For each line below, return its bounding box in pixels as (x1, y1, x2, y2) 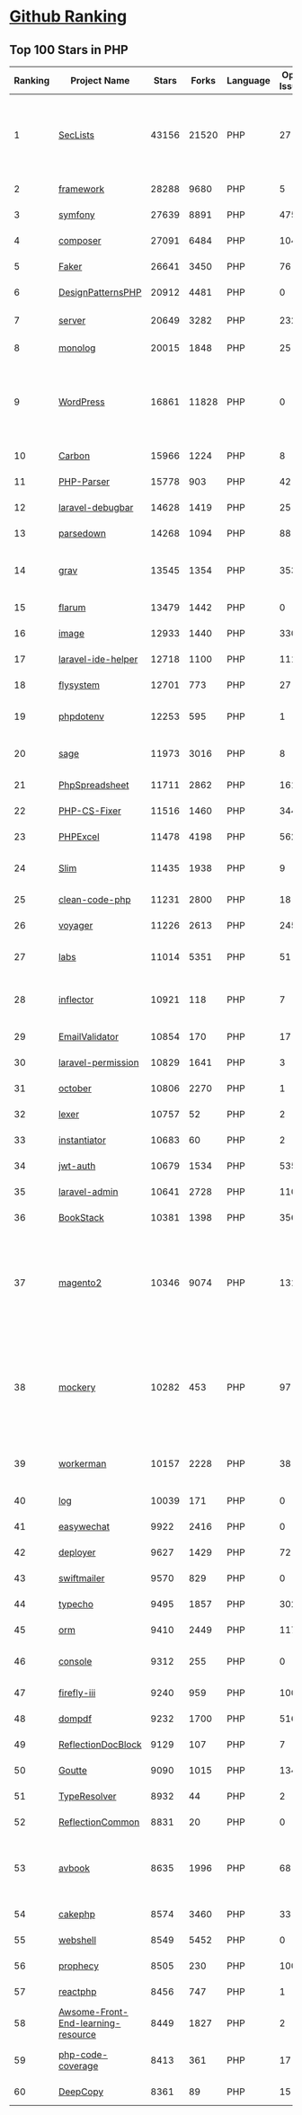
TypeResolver (58, 1791, 117, 1802)
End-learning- (58, 2017, 121, 2029)
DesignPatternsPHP (58, 286, 142, 298)
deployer (58, 1546, 96, 1559)
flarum (58, 601, 86, 613)
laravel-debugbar (58, 502, 134, 513)
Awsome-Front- (58, 2006, 129, 2018)
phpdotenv (58, 710, 105, 723)
